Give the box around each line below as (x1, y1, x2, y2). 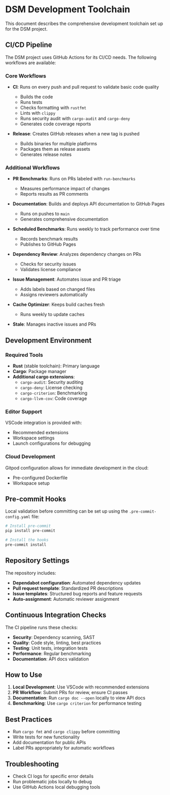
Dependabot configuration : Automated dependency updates (12, 579, 141, 586)
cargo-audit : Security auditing (20, 379, 84, 385)
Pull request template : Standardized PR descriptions (12, 585, 123, 591)
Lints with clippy (20, 110, 56, 116)
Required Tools (5, 351, 43, 358)
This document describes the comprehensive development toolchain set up (5, 20, 163, 26)
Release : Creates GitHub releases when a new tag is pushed (12, 131, 140, 137)
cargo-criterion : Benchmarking (20, 390, 88, 396)
